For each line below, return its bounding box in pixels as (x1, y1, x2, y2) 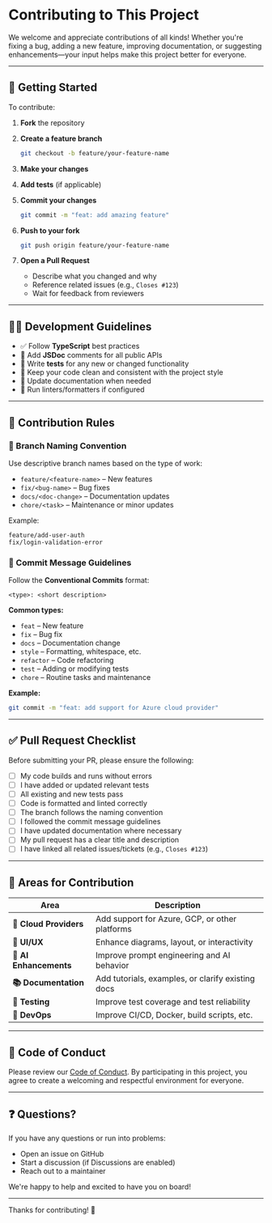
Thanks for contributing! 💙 (8, 1204, 96, 1215)
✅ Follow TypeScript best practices (19, 342, 140, 351)
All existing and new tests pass (19, 789, 124, 799)
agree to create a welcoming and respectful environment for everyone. (8, 1076, 244, 1085)
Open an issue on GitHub (19, 1149, 104, 1158)
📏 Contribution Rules (8, 415, 115, 430)
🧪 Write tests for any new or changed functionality (19, 359, 189, 369)
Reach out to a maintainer (19, 1166, 107, 1175)
